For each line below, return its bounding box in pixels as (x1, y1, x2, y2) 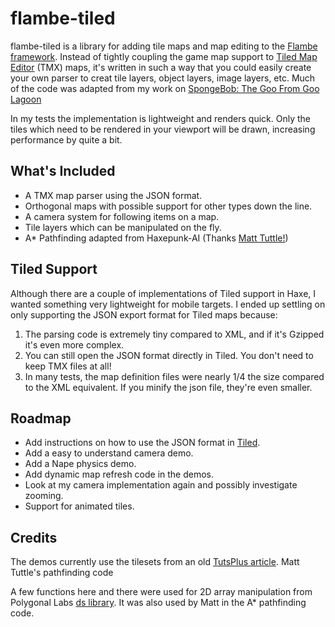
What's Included (10, 163, 116, 180)
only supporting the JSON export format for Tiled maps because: (10, 308, 278, 321)
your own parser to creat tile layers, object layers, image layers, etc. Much (10, 72, 316, 84)
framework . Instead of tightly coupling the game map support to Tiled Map (10, 50, 318, 62)
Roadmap (10, 410, 72, 427)
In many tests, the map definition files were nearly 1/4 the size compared (24, 370, 325, 382)
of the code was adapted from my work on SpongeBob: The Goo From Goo (10, 82, 320, 94)
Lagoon (10, 93, 42, 105)
